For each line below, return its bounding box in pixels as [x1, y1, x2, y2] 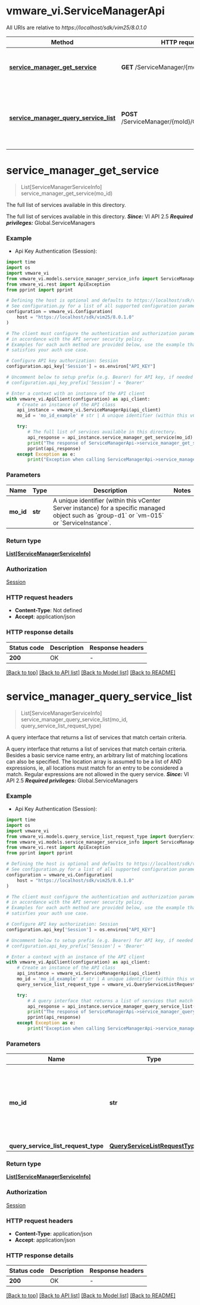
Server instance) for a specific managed [52, 504, 165, 512]
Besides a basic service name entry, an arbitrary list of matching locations [6, 751, 188, 758]
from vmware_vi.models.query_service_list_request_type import [6, 833, 167, 839]
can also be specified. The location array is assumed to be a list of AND [6, 758, 182, 765]
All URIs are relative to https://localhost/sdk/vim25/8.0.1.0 [6, 24, 147, 31]
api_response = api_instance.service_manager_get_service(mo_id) [27, 434, 193, 441]
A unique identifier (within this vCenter [52, 496, 161, 504]
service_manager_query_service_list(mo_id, [20, 715, 128, 723]
